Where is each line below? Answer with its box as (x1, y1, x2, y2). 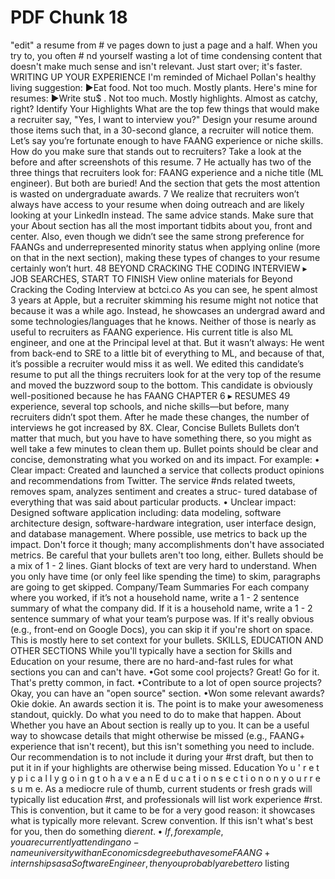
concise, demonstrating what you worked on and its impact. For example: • (10, 453, 320, 465)
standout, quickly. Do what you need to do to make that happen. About (10, 708, 302, 720)
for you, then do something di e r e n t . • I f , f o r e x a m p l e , (10, 825, 224, 837)
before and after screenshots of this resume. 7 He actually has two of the (10, 156, 312, 168)
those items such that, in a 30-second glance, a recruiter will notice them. (10, 124, 315, 136)
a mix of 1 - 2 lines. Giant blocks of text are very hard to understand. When (10, 559, 317, 571)
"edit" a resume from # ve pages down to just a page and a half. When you (10, 39, 318, 51)
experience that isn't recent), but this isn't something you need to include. (10, 740, 315, 752)
